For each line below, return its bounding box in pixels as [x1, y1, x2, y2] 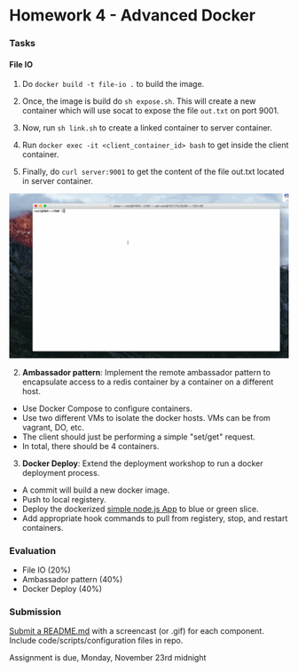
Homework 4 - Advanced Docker [9, 5, 255, 26]
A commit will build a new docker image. [21, 485, 170, 495]
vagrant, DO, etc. [21, 422, 84, 432]
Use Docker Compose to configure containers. [21, 403, 192, 414]
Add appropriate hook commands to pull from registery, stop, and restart [21, 512, 288, 524]
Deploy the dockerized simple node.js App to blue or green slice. [21, 503, 259, 514]
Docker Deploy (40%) [21, 583, 103, 594]
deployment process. [21, 467, 100, 478]
